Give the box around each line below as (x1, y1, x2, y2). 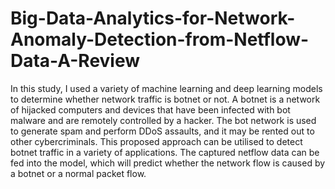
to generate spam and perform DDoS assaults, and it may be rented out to (10, 125, 315, 137)
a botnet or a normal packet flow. (10, 167, 147, 179)
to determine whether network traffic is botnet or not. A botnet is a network (10, 93, 321, 105)
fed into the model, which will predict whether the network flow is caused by (10, 157, 326, 169)
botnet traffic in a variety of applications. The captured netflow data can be (10, 146, 320, 158)
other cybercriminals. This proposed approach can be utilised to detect (10, 135, 303, 147)
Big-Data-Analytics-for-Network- (10, 7, 296, 30)
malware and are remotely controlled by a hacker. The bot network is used (10, 114, 317, 126)
